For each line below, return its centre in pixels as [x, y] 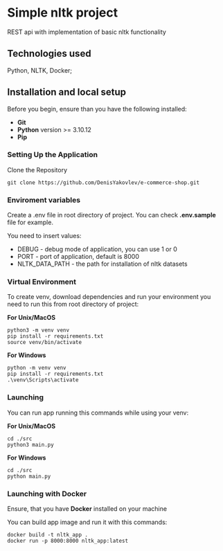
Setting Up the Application [53, 155]
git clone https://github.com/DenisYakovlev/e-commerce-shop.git [103, 182]
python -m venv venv [37, 368]
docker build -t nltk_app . [48, 535]
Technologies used [49, 54]
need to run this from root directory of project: [73, 304]
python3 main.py [30, 444]
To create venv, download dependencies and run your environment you [109, 297]
